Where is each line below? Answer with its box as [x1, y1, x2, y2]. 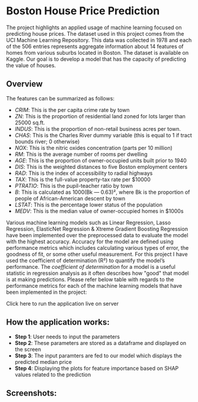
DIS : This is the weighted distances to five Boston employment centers [14, 163, 188, 170]
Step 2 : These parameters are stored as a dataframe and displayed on [14, 339, 187, 346]
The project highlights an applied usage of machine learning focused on [6, 24, 182, 31]
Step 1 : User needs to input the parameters [14, 333, 120, 340]
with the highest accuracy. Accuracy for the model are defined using [6, 238, 174, 245]
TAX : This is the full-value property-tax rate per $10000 [14, 175, 151, 183]
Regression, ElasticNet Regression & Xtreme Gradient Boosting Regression [6, 225, 189, 233]
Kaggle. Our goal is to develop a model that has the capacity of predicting [6, 55, 187, 62]
